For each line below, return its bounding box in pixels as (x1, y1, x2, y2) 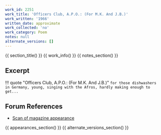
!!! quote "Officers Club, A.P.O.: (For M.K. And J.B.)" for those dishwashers (5, 79, 157, 86)
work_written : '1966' (5, 16, 50, 21)
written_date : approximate (5, 21, 60, 26)
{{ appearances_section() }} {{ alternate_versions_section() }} (5, 125, 129, 131)
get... (5, 89, 19, 94)
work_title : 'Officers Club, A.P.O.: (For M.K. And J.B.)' (5, 12, 129, 17)
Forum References (5, 102, 63, 111)
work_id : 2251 (5, 7, 34, 12)
